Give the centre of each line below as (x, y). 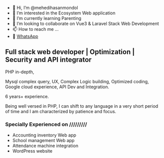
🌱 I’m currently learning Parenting (47, 18)
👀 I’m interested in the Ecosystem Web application (64, 13)
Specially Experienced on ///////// (46, 124)
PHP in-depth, (20, 72)
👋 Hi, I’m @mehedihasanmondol (45, 8)
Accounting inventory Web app (44, 135)
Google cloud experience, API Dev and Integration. (57, 87)
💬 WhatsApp (25, 36)
